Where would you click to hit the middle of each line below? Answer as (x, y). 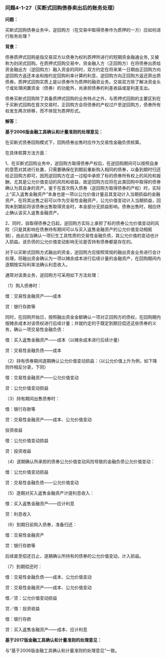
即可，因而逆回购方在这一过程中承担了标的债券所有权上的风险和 (91, 176)
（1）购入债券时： (23, 286)
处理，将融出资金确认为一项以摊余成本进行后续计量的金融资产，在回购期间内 (83, 258)
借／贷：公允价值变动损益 (31, 598)
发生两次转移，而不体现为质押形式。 (46, 111)
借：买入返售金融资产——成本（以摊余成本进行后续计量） (63, 340)
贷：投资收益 (18, 451)
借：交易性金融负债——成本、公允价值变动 (48, 577)
